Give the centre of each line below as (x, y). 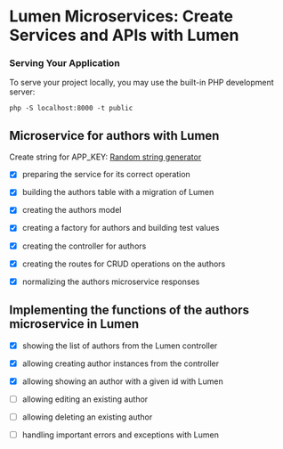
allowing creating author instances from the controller (121, 363)
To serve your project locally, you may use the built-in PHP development (141, 83)
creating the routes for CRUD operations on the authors (124, 264)
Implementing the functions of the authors (129, 310)
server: (22, 92)
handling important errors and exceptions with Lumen (121, 435)
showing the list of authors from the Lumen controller (120, 346)
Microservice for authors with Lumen (114, 135)
